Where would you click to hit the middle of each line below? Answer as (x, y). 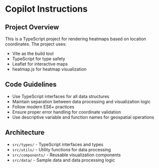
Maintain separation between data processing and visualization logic (81, 101)
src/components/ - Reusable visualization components (66, 155)
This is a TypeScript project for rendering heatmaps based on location (76, 39)
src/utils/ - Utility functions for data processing (61, 149)
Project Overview (32, 27)
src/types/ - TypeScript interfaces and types (58, 144)
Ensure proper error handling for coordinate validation (67, 112)
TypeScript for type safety (39, 59)
